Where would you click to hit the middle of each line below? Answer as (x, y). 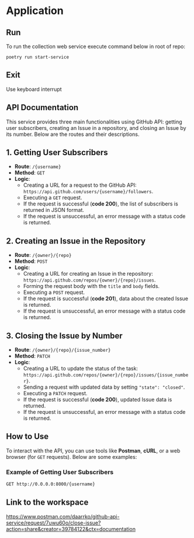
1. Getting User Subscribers (57, 153)
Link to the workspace (47, 503)
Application (35, 11)
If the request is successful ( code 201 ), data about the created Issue (106, 299)
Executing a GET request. (53, 198)
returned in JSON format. (54, 210)
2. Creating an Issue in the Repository (76, 241)
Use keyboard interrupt (34, 89)
